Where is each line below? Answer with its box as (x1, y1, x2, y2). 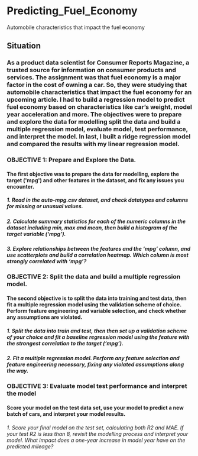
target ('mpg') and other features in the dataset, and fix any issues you (7, 176, 184, 184)
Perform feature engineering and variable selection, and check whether (7, 308, 187, 315)
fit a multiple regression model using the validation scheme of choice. (7, 301, 182, 308)
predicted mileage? (7, 442, 54, 450)
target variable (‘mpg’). (7, 230, 66, 237)
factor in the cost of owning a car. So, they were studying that (7, 81, 187, 89)
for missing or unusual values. (7, 203, 83, 210)
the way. (7, 367, 29, 374)
